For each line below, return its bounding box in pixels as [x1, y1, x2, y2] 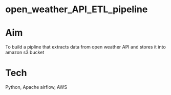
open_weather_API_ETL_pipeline [5, 4, 148, 15]
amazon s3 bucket [5, 50, 45, 56]
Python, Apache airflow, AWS [5, 84, 68, 90]
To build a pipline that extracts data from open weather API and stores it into [5, 44, 166, 50]
